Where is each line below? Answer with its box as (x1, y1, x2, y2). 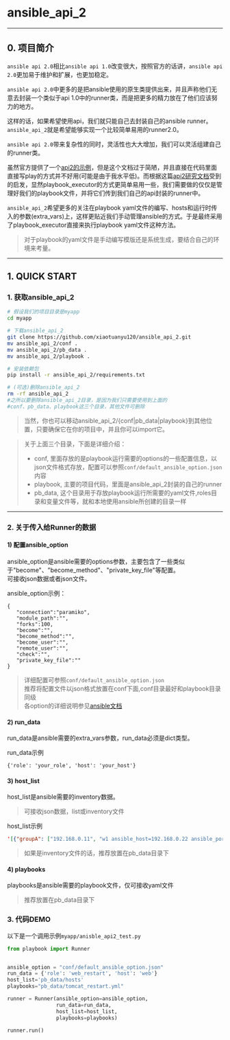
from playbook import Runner (7, 945, 90, 952)
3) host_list (7, 776, 40, 784)
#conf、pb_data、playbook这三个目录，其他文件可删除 (7, 403, 145, 410)
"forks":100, (16, 620, 53, 628)
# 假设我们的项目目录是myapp (7, 308, 80, 315)
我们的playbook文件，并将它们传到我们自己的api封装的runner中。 (18, 189, 204, 197)
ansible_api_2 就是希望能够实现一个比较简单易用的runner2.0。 (7, 125, 183, 133)
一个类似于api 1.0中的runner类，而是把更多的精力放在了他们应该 (30, 93, 212, 102)
